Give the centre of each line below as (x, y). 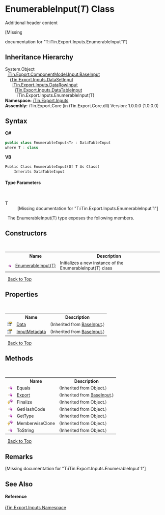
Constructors (26, 233)
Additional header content (31, 23)
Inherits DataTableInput (39, 172)
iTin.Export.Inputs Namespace (36, 507)
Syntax (16, 121)
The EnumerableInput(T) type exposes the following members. (71, 218)
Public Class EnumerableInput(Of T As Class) (52, 167)
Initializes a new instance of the (92, 263)
